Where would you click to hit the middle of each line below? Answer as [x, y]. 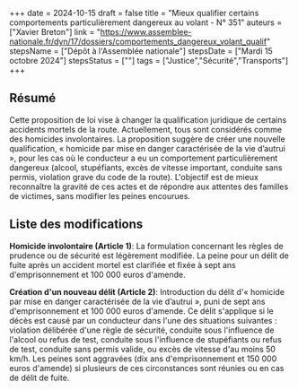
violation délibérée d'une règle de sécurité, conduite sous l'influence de [142, 330]
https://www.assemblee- [146, 32]
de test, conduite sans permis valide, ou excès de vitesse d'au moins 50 [143, 349]
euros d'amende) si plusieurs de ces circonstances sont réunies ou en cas [147, 368]
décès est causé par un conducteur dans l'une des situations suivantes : [143, 320]
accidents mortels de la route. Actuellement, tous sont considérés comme [146, 129]
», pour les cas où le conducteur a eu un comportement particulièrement [144, 158]
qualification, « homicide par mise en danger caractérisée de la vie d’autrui [147, 148]
